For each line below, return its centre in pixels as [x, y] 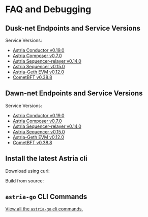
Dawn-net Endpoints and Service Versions [74, 93]
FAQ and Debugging [48, 9]
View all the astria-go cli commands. [44, 209]
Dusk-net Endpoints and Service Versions [73, 28]
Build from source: [25, 181]
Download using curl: [27, 171]
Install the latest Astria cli [46, 159]
